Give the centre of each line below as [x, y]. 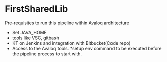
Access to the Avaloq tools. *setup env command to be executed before [87, 48]
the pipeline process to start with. [47, 54]
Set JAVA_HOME [30, 32]
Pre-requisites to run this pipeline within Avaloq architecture [67, 23]
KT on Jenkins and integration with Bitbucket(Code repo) [71, 43]
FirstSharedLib [36, 9]
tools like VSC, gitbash [35, 38]
